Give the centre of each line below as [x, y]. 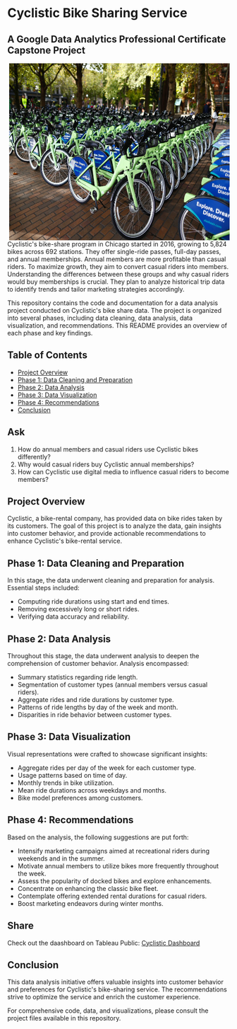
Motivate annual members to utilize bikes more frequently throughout [118, 866]
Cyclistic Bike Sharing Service [97, 13]
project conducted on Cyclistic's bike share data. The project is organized [115, 310]
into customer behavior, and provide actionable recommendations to [107, 534]
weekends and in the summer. [61, 858]
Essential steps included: [43, 588]
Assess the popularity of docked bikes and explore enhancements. [115, 881]
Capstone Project [47, 50]
